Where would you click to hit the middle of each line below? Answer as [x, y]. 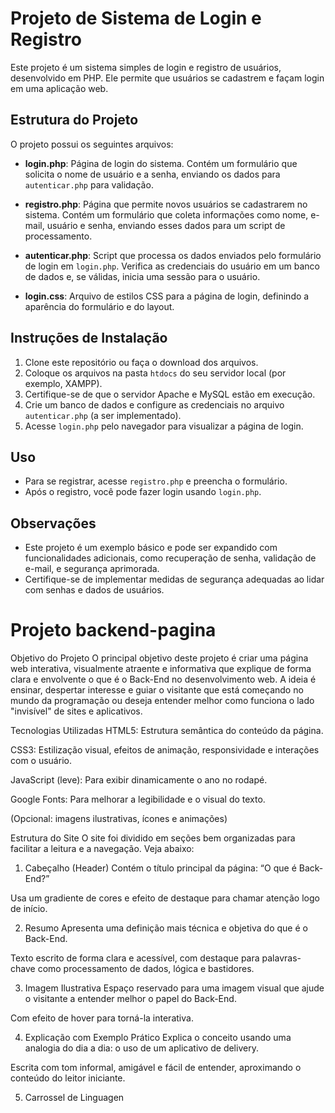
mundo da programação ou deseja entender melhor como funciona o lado [162, 701]
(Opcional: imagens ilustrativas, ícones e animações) [119, 819]
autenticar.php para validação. [89, 184]
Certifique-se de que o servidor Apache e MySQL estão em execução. [170, 394]
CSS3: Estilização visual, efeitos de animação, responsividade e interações [165, 750]
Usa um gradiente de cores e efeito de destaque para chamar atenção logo [165, 898]
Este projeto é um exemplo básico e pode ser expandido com [151, 548]
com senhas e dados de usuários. [94, 590]
